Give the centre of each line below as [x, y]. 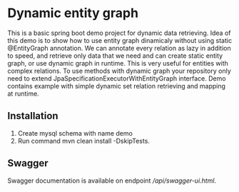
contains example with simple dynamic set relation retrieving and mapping [117, 86]
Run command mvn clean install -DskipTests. [83, 141]
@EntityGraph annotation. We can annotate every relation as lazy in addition [119, 48]
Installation [33, 116]
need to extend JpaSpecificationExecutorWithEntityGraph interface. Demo [117, 78]
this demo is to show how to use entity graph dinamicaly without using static [120, 40]
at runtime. [23, 94]
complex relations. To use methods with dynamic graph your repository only [119, 71]
